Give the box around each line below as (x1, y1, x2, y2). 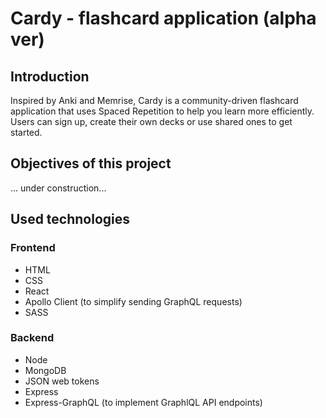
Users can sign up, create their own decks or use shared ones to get (10, 116, 293, 127)
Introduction (10, 68, 90, 85)
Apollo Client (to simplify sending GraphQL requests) (24, 295, 243, 307)
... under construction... (10, 182, 107, 194)
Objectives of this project (10, 155, 172, 172)
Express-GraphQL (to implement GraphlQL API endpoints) (24, 396, 263, 408)
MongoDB (24, 364, 67, 376)
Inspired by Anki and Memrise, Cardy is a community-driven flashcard (10, 95, 299, 106)
